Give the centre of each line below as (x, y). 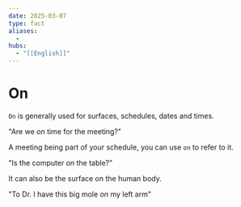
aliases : (23, 31)
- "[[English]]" (43, 53)
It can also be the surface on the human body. (85, 178)
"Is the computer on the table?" (61, 163)
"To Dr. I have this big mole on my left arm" (80, 194)
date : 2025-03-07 (38, 16)
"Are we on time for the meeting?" (65, 131)
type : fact (27, 23)
